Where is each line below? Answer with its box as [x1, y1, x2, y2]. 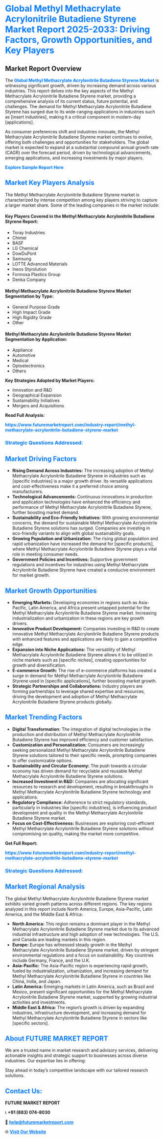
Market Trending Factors [5, 713, 82, 721]
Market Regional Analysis [5, 883, 85, 891]
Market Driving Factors [5, 455, 77, 463]
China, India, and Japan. [12, 978, 61, 984]
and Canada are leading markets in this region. [12, 936, 107, 942]
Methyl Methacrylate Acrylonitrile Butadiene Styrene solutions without [12, 825, 154, 831]
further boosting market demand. [12, 510, 79, 516]
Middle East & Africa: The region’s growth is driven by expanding [12, 1004, 144, 1010]
